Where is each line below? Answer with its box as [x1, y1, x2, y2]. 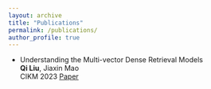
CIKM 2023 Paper [19, 72, 80, 81]
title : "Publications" [8, 19, 84, 27]
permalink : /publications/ [8, 26, 98, 34]
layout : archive [8, 11, 62, 20]
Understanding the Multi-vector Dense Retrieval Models [19, 55, 203, 65]
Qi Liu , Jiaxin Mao [19, 64, 80, 73]
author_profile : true [8, 33, 80, 42]
